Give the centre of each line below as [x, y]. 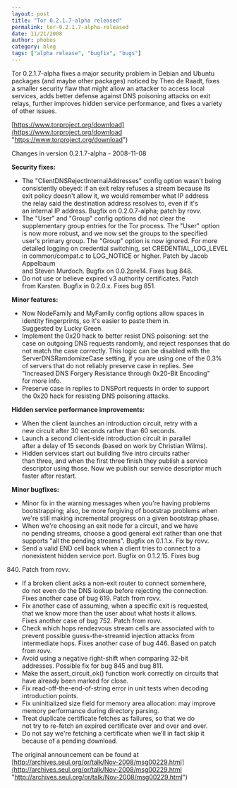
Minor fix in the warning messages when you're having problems [116, 503]
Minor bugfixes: [35, 489]
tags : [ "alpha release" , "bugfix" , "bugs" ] [77, 54]
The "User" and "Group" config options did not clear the [103, 218]
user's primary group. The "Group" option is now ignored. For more [120, 240]
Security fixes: [34, 167]
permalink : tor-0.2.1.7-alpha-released [70, 27]
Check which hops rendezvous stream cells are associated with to [118, 628]
